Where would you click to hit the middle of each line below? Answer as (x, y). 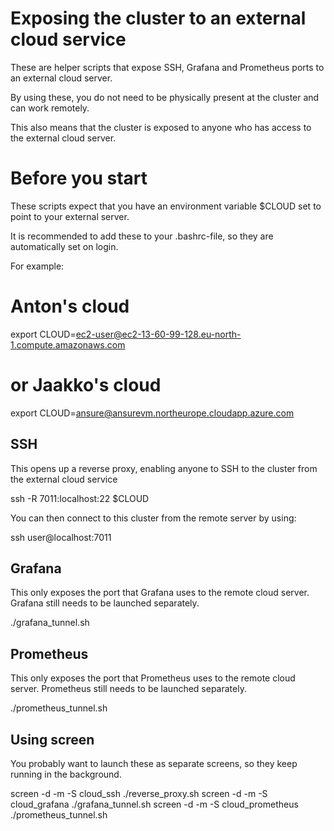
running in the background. (66, 774)
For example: (37, 266)
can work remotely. (50, 108)
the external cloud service (64, 479)
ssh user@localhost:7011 (61, 537)
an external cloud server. (61, 78)
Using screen (52, 739)
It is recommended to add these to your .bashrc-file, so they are (142, 236)
